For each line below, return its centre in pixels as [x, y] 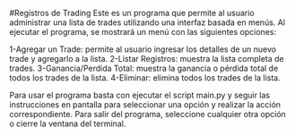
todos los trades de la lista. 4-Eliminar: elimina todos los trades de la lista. [145, 78]
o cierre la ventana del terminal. [68, 123]
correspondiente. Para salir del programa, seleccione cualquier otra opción [148, 114]
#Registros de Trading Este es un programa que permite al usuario [132, 13]
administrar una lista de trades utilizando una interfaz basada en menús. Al [147, 22]
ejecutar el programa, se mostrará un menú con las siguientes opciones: [143, 32]
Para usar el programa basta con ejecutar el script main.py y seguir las [140, 95]
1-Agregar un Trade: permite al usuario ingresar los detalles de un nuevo [143, 49]
